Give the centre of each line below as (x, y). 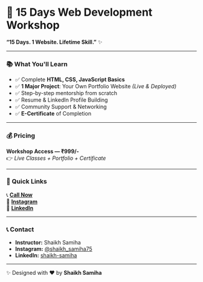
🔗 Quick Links (27, 182)
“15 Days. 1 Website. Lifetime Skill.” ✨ (54, 42)
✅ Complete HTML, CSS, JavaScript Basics (70, 80)
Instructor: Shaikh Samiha (48, 243)
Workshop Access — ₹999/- (43, 151)
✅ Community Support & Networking (61, 107)
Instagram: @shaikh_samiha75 (53, 249)
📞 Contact (20, 229)
